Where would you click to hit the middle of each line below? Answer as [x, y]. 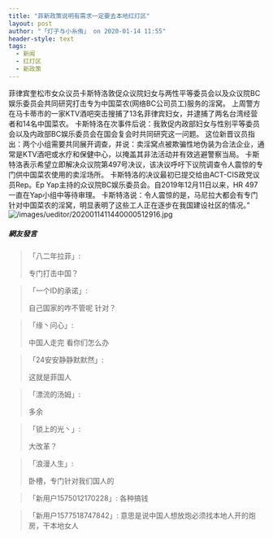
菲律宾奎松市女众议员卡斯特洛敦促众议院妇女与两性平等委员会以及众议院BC [134, 93]
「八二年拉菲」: [54, 256]
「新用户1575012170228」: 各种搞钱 [88, 498]
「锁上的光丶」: [54, 429]
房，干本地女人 [53, 525]
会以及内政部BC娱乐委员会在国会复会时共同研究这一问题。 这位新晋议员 [128, 133]
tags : [17, 46]
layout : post [30, 24]
